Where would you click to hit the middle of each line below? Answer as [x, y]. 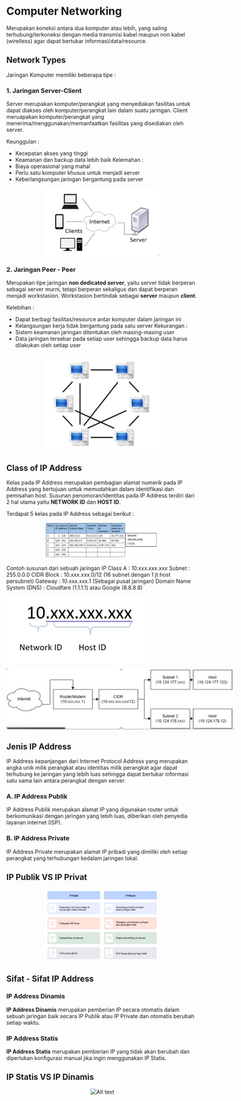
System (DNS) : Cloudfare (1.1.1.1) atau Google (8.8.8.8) [75, 587]
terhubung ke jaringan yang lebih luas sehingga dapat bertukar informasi [97, 774]
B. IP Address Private [38, 839]
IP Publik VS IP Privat [47, 877]
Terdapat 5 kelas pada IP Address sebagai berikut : [70, 514]
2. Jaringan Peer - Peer [41, 269]
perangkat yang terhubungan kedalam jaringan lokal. [72, 858]
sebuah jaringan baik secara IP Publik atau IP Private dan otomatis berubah [100, 1016]
